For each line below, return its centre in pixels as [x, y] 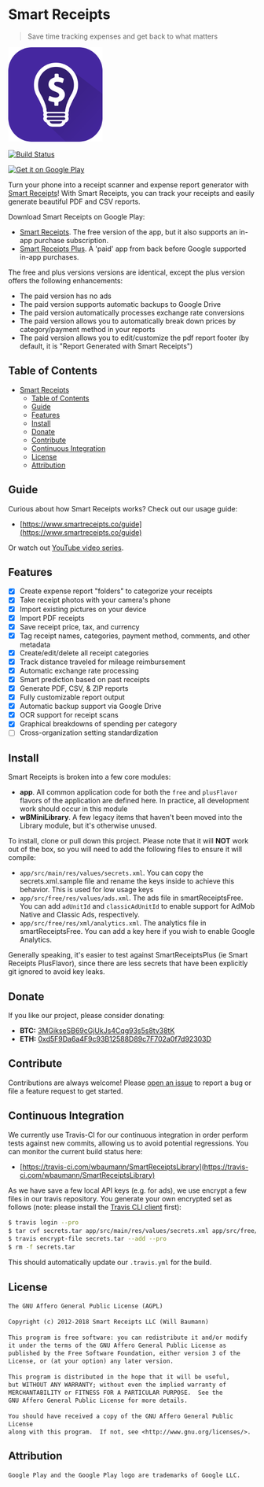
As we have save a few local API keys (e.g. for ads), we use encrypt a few [128, 1190]
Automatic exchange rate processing [79, 670]
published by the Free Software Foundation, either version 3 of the [125, 1353]
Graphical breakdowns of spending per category [98, 724]
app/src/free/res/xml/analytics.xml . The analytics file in [113, 923]
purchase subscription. [71, 240]
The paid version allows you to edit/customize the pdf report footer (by [134, 338]
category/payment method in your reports [87, 329]
